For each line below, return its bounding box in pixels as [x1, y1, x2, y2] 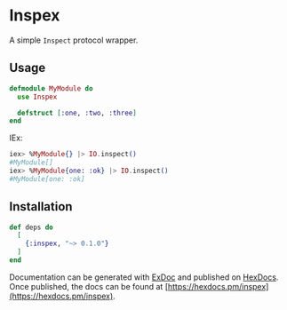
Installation [9, 199, 73, 214]
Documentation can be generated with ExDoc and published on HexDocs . [9, 272, 279, 282]
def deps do [9, 223, 53, 232]
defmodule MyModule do [9, 83, 93, 93]
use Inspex [17, 92, 58, 101]
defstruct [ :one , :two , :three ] [17, 108, 138, 117]
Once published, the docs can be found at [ [9, 281, 169, 291]
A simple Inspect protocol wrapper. [9, 35, 139, 45]
